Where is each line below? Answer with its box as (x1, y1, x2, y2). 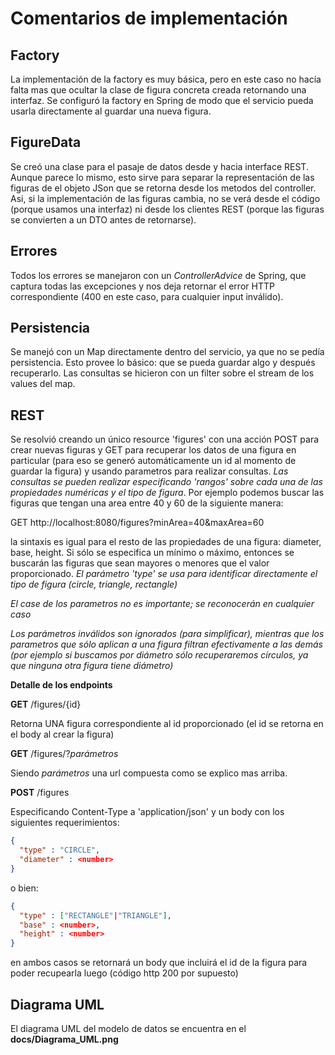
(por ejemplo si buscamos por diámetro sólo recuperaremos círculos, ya (10, 649, 309, 661)
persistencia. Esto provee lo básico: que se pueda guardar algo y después (10, 357, 316, 369)
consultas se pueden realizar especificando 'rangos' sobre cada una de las (10, 476, 323, 488)
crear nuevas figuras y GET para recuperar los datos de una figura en (10, 444, 297, 456)
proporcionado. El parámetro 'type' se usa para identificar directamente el (10, 568, 318, 580)
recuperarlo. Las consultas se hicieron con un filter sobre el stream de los (10, 367, 315, 379)
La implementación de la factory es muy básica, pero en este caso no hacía (10, 73, 322, 85)
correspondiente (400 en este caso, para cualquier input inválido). (10, 290, 284, 302)
